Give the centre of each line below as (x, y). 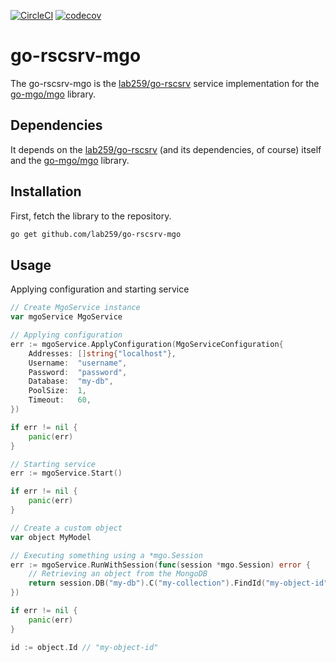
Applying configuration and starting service (100, 289)
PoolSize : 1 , (57, 391)
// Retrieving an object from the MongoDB (118, 574)
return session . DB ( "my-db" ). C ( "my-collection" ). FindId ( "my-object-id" (178, 583)
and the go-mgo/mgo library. (70, 160)
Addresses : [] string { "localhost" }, (102, 353)
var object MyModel (51, 537)
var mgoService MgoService (66, 317)
